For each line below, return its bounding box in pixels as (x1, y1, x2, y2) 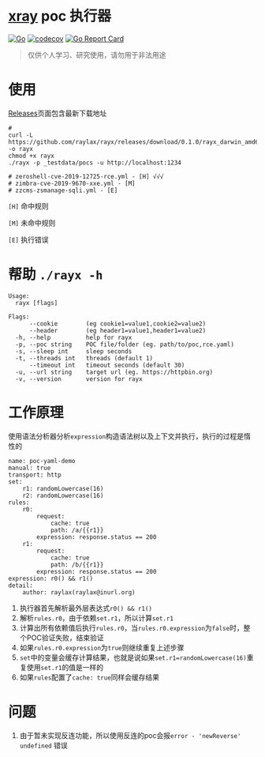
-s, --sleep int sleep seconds (15, 347, 132, 356)
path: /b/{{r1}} (50, 560, 104, 569)
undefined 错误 (19, 740, 69, 750)
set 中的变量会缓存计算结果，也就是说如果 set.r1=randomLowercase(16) (19, 653, 247, 662)
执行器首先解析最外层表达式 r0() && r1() (19, 603, 152, 612)
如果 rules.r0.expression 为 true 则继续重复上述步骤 (19, 642, 185, 652)
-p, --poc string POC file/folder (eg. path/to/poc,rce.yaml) (15, 341, 235, 348)
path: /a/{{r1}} (50, 526, 104, 534)
